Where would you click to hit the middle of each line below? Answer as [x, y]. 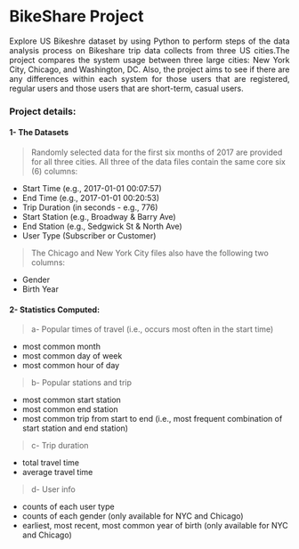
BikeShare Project [77, 16]
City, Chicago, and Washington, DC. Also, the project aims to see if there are [149, 69]
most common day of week [72, 356]
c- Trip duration [60, 446]
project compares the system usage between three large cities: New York [149, 60]
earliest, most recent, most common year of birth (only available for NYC [155, 526]
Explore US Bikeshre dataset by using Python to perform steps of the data [149, 41]
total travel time [51, 463]
